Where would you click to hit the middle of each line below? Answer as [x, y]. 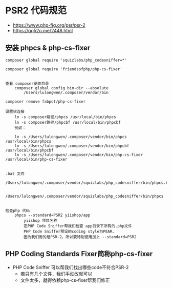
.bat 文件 [15, 174]
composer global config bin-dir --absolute [62, 88]
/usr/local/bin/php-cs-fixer [36, 159]
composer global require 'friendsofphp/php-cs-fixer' [64, 69]
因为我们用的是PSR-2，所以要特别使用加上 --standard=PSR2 [80, 237]
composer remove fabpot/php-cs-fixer [46, 101]
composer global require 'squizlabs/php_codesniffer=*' [66, 60]
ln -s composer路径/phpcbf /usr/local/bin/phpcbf [68, 122]
